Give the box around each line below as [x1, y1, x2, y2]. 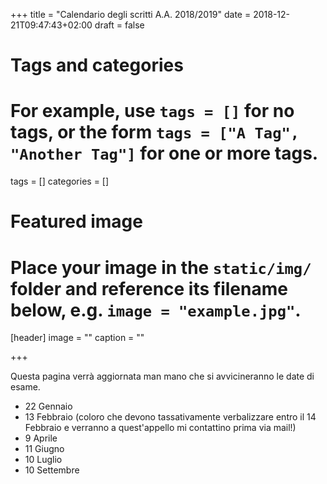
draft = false [94, 19, 145, 31]
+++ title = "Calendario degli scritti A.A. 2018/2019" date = [10, 9, 252, 20]
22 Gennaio [24, 400, 73, 413]
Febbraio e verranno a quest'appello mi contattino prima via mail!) [24, 422, 297, 434]
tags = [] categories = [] [10, 175, 110, 188]
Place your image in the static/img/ [10, 256, 312, 279]
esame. [10, 381, 41, 393]
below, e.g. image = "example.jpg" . [10, 299, 302, 321]
